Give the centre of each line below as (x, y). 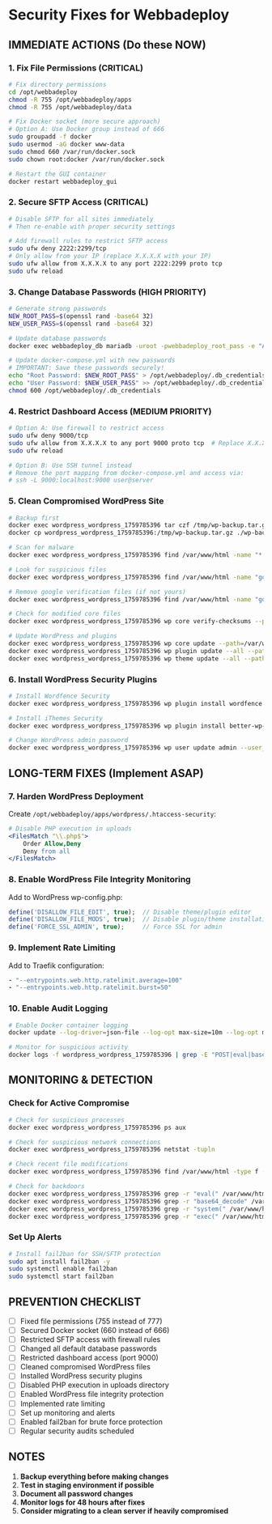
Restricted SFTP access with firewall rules (90, 1339)
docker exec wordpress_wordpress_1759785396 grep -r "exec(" (114, 1216)
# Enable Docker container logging (68, 1025)
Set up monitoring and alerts (68, 1412)
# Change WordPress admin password (68, 741)
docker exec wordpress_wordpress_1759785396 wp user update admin (123, 748)
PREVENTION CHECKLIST (75, 1302)
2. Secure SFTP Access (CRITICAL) (79, 202)
